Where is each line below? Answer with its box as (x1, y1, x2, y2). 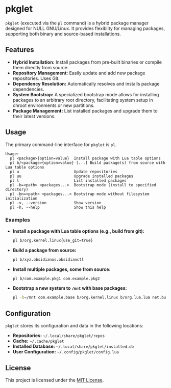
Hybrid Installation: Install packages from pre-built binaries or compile (12, 59, 162, 65)
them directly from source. (12, 64, 69, 70)
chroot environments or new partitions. (12, 102, 95, 108)
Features (5, 45, 34, 54)
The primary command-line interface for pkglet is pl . (5, 141, 117, 148)
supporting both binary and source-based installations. (5, 31, 121, 37)
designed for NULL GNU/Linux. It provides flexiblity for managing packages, (5, 25, 165, 31)
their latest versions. (12, 113, 56, 119)
